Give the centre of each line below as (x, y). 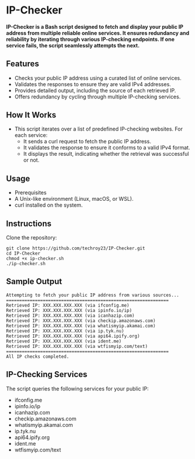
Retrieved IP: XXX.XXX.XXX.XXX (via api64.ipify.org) (73, 336)
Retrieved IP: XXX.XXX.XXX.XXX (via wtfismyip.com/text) (77, 346)
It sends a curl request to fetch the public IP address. (87, 142)
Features (23, 64)
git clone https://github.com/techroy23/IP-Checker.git (76, 249)
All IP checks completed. (37, 357)
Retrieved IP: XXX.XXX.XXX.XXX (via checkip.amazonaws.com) (81, 321)
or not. (31, 160)
